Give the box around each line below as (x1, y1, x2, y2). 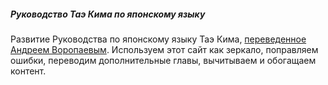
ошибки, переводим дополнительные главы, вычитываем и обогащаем (10, 54, 317, 66)
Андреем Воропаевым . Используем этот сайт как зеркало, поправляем (10, 43, 319, 55)
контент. (10, 65, 47, 77)
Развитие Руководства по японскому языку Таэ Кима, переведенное (10, 33, 307, 45)
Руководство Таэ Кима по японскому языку (10, 8, 206, 20)
